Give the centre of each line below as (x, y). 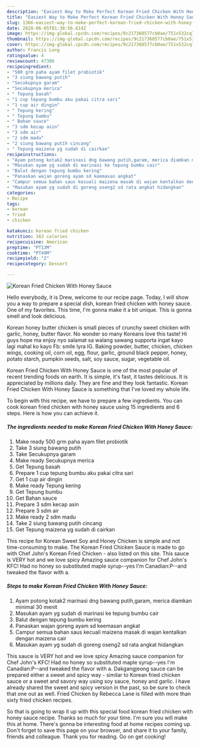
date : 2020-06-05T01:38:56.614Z (46, 28)
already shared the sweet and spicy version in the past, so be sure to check (99, 687)
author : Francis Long (33, 50)
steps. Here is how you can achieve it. (53, 413)
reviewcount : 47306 (31, 61)
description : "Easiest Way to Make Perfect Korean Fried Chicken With (95, 12)
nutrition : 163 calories (37, 236)
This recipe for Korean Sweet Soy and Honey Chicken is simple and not (94, 540)
